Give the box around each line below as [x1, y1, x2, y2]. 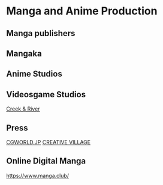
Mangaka [6, 48, 42, 58]
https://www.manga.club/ [6, 172, 70, 179]
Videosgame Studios [6, 89, 86, 100]
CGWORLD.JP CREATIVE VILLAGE [6, 138, 91, 145]
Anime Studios [6, 69, 63, 79]
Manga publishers [6, 28, 76, 38]
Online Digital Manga [6, 156, 86, 166]
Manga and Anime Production [6, 4, 158, 18]
